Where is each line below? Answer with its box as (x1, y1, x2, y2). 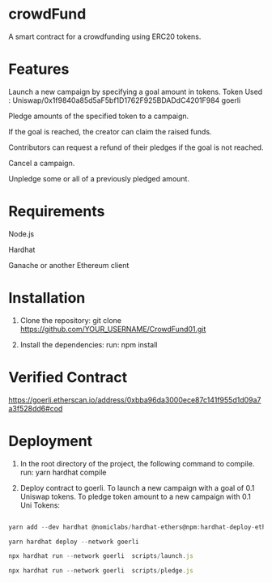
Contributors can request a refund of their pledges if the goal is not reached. (8, 143, 264, 152)
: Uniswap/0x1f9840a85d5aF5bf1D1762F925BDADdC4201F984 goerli (8, 95, 241, 105)
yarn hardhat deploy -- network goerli (8, 538, 139, 546)
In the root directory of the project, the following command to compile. (19, 458, 255, 468)
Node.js (8, 228, 35, 239)
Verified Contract (8, 368, 128, 386)
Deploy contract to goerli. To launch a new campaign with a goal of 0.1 (19, 483, 255, 492)
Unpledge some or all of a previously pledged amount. (8, 173, 190, 183)
